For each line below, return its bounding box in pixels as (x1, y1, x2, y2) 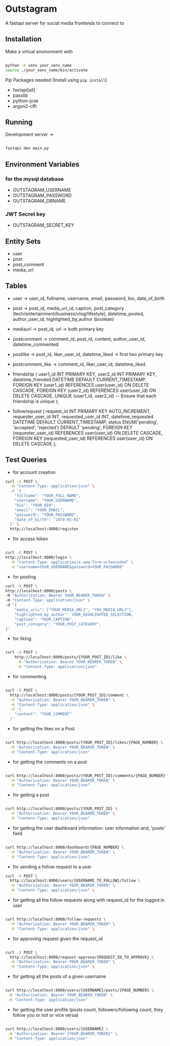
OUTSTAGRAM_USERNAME (12, 187, 71, 193)
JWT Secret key (5, 210, 46, 217)
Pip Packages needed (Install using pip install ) (5, 77, 107, 83)
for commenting (12, 673, 47, 679)
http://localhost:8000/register (10, 526, 79, 532)
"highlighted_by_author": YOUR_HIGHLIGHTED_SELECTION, (14, 612, 134, 617)
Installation (5, 35, 42, 43)
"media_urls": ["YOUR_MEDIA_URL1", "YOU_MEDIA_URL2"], (14, 607, 134, 613)
